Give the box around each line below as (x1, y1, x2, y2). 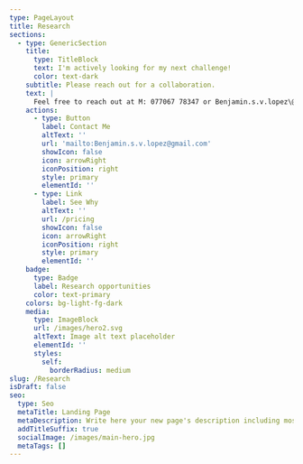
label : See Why (41, 198, 99, 208)
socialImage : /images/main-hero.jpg (17, 432, 155, 442)
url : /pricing (41, 214, 95, 224)
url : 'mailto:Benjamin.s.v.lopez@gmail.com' (41, 139, 212, 148)
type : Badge (32, 274, 78, 283)
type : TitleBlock (32, 55, 99, 64)
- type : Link (32, 190, 83, 199)
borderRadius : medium (49, 366, 131, 375)
